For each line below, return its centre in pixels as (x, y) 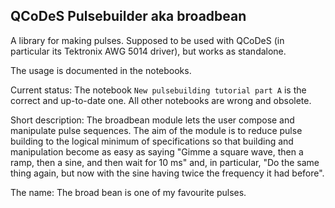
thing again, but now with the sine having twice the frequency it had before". (167, 173)
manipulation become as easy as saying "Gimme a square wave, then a (157, 151)
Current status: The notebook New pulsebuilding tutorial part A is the (158, 90)
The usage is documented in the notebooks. (101, 70)
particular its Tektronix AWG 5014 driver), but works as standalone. (148, 51)
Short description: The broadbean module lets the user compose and (152, 120)
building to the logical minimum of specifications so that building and (152, 141)
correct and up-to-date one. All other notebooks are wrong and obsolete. (161, 100)
